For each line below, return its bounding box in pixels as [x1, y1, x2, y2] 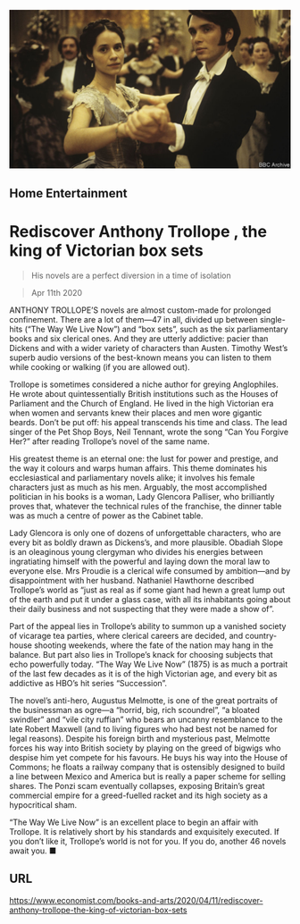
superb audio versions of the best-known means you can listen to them [9, 352, 272, 363]
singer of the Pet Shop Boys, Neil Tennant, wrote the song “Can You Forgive [9, 426, 288, 437]
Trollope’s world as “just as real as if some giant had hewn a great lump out [9, 584, 286, 595]
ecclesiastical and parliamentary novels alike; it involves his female [9, 472, 255, 483]
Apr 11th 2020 [30, 287, 83, 298]
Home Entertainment [9, 185, 128, 201]
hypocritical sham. [9, 799, 78, 810]
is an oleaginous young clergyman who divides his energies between [9, 546, 263, 557]
